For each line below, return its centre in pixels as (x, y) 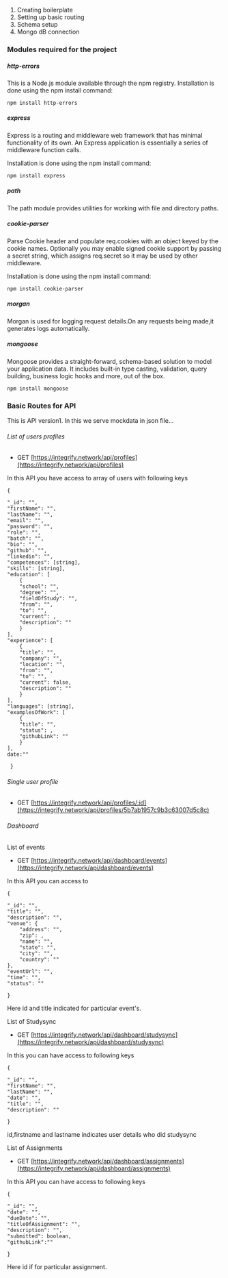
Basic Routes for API (42, 406)
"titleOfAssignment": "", (44, 1224)
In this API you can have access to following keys (76, 1181)
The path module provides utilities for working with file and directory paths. (113, 208)
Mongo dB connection (48, 32)
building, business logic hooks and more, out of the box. (86, 376)
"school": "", (39, 587)
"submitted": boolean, (39, 1236)
